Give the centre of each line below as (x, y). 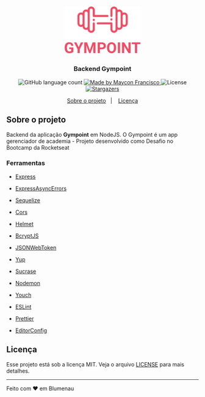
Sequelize (28, 200)
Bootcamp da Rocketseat (38, 147)
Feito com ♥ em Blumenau (40, 388)
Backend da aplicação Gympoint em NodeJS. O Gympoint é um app (92, 134)
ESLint (23, 307)
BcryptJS (27, 236)
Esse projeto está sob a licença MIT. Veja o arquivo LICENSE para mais (95, 364)
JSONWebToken (36, 247)
